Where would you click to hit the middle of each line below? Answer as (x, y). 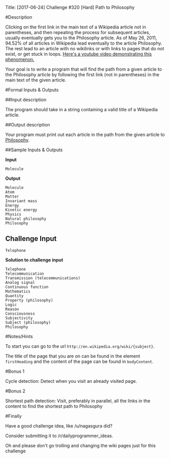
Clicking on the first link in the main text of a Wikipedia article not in (76, 27)
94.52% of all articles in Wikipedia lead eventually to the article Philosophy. (84, 43)
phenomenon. (20, 59)
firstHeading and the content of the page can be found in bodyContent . (79, 361)
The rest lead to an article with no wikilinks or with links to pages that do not (85, 48)
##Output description (28, 125)
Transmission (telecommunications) (43, 278)
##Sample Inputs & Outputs (34, 150)
